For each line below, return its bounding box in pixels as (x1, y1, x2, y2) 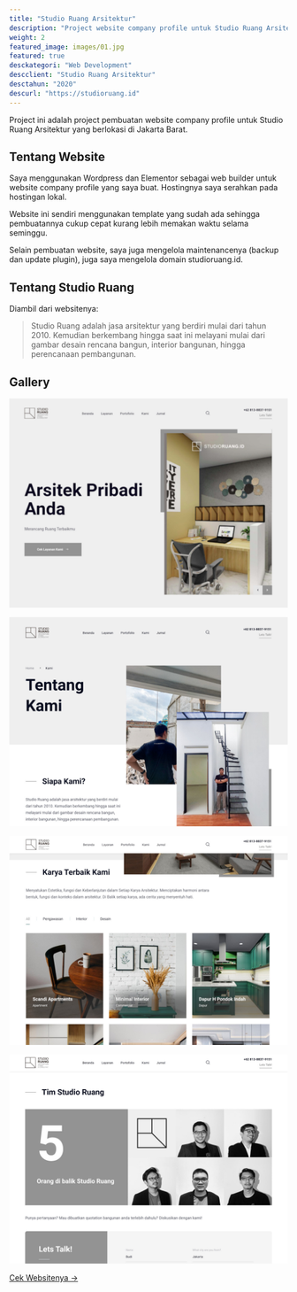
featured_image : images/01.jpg (9, 43, 125, 51)
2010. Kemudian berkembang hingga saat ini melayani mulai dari (30, 330, 265, 341)
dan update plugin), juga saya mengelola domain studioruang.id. (9, 254, 243, 265)
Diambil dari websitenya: (9, 304, 99, 314)
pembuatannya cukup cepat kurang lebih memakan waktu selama (9, 218, 249, 229)
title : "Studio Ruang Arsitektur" (9, 14, 137, 23)
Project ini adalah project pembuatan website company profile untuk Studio (9, 114, 284, 125)
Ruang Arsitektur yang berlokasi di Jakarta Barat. (9, 124, 188, 135)
